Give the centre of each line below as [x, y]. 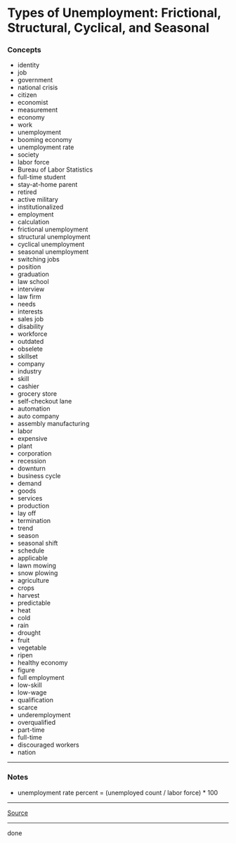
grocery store [37, 394]
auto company [38, 416]
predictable [34, 603]
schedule [31, 551]
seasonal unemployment [53, 252]
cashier [28, 386]
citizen [27, 95]
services [30, 498]
